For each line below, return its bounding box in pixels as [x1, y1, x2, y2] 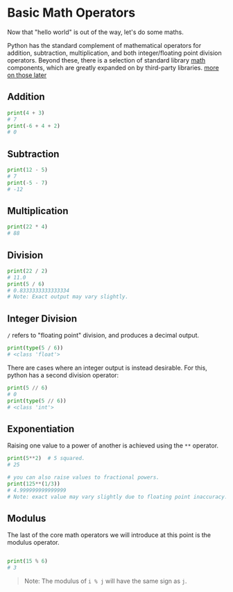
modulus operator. [7, 538, 60, 547]
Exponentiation [7, 422, 75, 435]
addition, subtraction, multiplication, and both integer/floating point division [7, 49, 222, 57]
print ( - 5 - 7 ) [7, 179, 49, 186]
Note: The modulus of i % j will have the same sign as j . [24, 577, 187, 585]
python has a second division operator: [7, 370, 119, 379]
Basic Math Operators [7, 5, 136, 21]
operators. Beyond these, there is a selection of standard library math [7, 56, 206, 64]
